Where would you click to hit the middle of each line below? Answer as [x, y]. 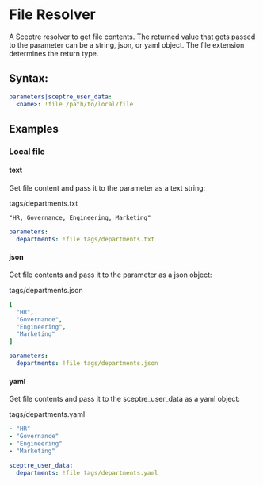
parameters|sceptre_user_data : [61, 97]
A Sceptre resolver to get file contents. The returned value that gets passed [132, 37]
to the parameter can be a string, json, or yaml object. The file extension [127, 44]
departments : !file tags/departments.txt [86, 239]
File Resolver [52, 15]
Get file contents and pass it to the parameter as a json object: [111, 275]
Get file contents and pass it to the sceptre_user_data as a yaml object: [125, 399]
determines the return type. [54, 53]
